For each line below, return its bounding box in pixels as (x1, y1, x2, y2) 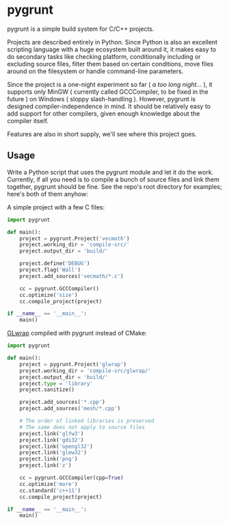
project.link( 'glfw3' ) (19, 430, 84, 437)
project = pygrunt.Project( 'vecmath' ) (19, 235, 130, 242)
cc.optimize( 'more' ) (19, 481, 78, 487)
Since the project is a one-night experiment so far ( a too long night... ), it (7, 80, 213, 88)
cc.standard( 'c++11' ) (19, 487, 81, 494)
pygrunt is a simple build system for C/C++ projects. (7, 25, 154, 33)
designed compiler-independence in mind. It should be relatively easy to (7, 102, 211, 110)
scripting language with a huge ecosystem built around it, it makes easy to (7, 45, 217, 53)
